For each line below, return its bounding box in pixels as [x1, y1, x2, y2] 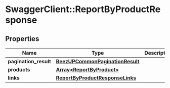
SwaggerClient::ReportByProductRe [5, 4, 161, 15]
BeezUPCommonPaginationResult [56, 58, 140, 65]
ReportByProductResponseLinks [56, 74, 137, 81]
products [8, 66, 30, 73]
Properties [5, 34, 39, 43]
